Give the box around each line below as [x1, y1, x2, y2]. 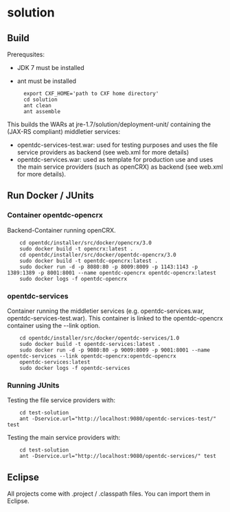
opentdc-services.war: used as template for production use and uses [16, 156, 214, 163]
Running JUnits [7, 380, 60, 390]
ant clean [23, 102, 51, 109]
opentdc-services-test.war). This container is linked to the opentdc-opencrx [7, 314, 223, 322]
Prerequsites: [7, 50, 45, 58]
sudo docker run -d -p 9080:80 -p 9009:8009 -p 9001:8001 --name [19, 347, 211, 353]
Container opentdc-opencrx [7, 211, 103, 220]
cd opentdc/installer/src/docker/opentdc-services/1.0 [19, 334, 180, 341]
